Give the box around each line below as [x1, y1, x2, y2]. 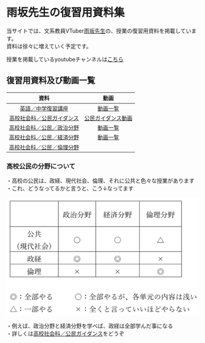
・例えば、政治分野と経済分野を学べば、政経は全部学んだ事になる [6, 322, 173, 329]
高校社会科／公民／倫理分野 [9, 143, 79, 151]
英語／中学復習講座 [20, 104, 69, 112]
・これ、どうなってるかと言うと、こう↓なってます [6, 185, 134, 192]
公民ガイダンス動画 [84, 114, 133, 122]
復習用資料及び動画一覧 [6, 75, 95, 86]
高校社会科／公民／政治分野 [9, 124, 79, 131]
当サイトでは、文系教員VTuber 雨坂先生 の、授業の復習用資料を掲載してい [6, 27, 191, 34]
